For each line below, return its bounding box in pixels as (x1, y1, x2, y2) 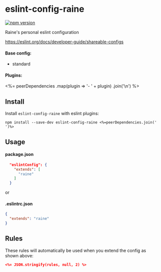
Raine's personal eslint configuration (5, 29, 80, 35)
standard (12, 61, 31, 67)
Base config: (5, 50, 32, 56)
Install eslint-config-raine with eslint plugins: (5, 111, 99, 117)
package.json (5, 151, 34, 157)
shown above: (5, 252, 33, 259)
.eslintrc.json (5, 201, 33, 207)
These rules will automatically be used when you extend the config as (5, 247, 146, 253)
